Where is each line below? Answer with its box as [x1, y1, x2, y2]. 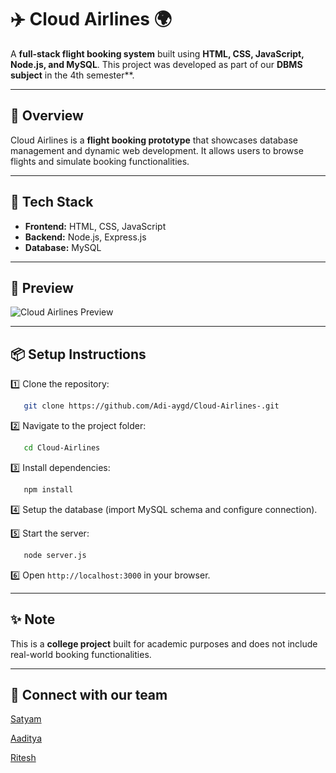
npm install [23, 484, 74, 495]
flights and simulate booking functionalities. [10, 155, 190, 167]
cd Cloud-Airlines [23, 443, 101, 453]
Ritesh [10, 752, 37, 764]
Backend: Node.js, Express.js [24, 231, 147, 243]
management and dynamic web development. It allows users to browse [10, 144, 304, 156]
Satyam [10, 713, 42, 725]
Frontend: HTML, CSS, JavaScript [24, 220, 167, 232]
